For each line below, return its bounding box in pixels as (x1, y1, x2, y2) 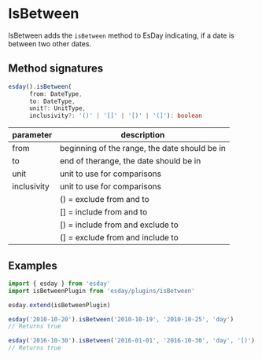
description (120, 130, 165, 141)
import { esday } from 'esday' (8, 280, 111, 288)
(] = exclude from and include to (60, 233, 179, 244)
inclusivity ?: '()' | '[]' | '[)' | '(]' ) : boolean (28, 112, 202, 120)
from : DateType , (28, 90, 83, 98)
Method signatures (8, 62, 104, 75)
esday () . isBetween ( (8, 82, 72, 90)
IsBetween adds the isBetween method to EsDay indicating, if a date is (8, 31, 234, 40)
